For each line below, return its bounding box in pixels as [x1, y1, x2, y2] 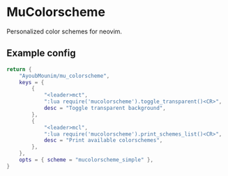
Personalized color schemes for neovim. [6, 27, 123, 35]
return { [6, 65, 32, 73]
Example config [6, 47, 76, 59]
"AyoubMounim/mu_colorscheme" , [19, 72, 110, 79]
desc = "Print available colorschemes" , [43, 137, 163, 144]
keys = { [19, 79, 45, 86]
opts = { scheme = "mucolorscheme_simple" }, [19, 157, 154, 163]
